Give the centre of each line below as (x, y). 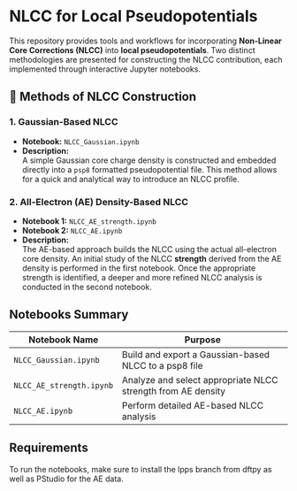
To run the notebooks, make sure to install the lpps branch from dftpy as (141, 469)
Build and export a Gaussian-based (196, 354)
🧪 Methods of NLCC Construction (103, 97)
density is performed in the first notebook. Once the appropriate (139, 268)
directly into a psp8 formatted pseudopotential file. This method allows (149, 169)
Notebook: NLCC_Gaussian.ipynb (80, 141)
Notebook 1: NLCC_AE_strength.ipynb (89, 221)
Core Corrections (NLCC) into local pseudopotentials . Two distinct (132, 50)
